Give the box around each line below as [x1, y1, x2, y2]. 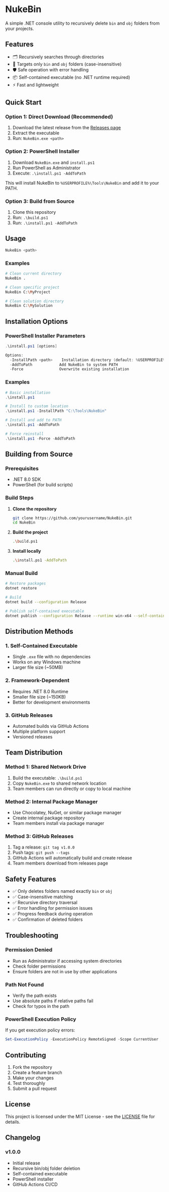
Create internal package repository [12, 815, 85, 821]
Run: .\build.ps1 [12, 215, 49, 221]
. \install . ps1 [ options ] [5, 344, 57, 349]
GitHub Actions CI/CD [12, 1181, 58, 1187]
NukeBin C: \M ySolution [5, 303, 53, 308]
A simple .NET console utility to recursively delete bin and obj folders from [5, 20, 160, 26]
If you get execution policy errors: [5, 1027, 75, 1033]
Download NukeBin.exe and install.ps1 [12, 159, 95, 165]
